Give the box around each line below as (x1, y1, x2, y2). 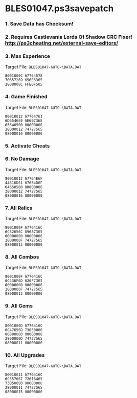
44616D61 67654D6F (5, 180, 43, 185)
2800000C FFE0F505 (5, 82, 43, 87)
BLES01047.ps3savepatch (5, 3, 114, 14)
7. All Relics (5, 204, 33, 211)
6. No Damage (5, 155, 40, 162)
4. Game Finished (5, 94, 47, 100)
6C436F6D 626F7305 (5, 279, 43, 283)
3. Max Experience (5, 52, 50, 59)
